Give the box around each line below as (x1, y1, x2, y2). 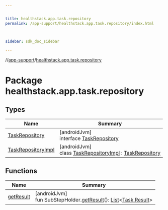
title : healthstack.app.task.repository (5, 16, 92, 21)
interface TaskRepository (59, 135, 119, 142)
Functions (5, 167, 38, 175)
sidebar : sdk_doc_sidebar (5, 39, 59, 44)
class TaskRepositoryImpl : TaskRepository (59, 150, 161, 157)
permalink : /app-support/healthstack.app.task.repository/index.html (5, 21, 154, 26)
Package (5, 75, 43, 86)
